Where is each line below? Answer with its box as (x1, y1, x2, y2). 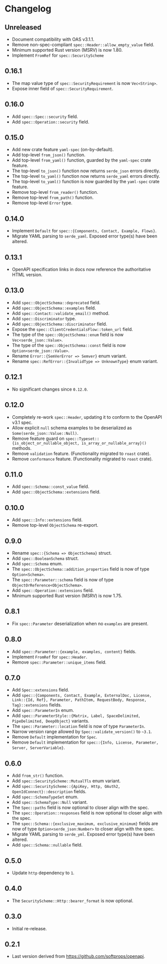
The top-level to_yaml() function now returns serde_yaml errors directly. (11, 173, 160, 179)
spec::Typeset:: (65, 436, 99, 441)
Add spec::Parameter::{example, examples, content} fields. (11, 648, 136, 654)
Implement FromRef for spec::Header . (11, 654, 87, 660)
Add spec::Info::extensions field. (11, 517, 83, 523)
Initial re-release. (11, 925, 47, 931)
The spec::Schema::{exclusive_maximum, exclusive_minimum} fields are (11, 820, 158, 826)
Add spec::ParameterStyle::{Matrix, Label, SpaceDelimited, (11, 712, 140, 718)
